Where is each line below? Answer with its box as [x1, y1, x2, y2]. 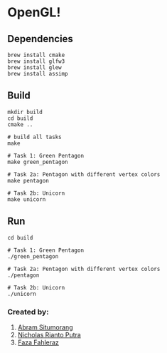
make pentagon [7, 177, 50, 184]
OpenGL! [7, 4, 61, 21]
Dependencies [7, 33, 73, 45]
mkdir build [7, 108, 43, 116]
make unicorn [7, 195, 46, 203]
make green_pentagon [7, 158, 69, 165]
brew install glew [7, 64, 62, 71]
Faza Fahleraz [17, 338, 59, 347]
